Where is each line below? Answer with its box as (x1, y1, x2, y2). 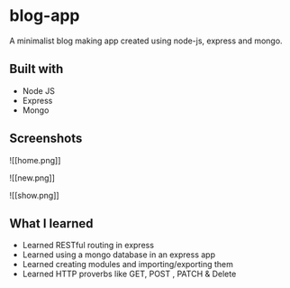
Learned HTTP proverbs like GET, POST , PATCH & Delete (22, 268, 237, 280)
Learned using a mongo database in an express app (22, 249, 216, 260)
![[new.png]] (9, 172, 56, 183)
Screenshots (9, 131, 83, 146)
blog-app (9, 5, 80, 26)
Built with (9, 61, 64, 77)
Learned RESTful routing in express (22, 240, 155, 251)
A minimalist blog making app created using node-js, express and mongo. (9, 35, 283, 46)
